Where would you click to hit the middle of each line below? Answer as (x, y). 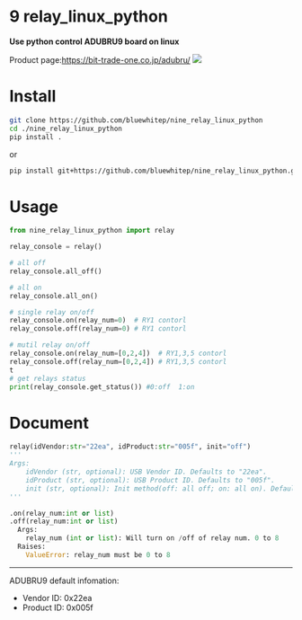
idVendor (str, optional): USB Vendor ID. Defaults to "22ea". (147, 472)
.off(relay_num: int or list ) (64, 522)
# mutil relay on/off (50, 345)
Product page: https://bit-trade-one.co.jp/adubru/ (100, 59)
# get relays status (48, 378)
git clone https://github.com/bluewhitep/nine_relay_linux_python (136, 120)
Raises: (32, 546)
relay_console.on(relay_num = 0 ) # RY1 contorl (98, 321)
